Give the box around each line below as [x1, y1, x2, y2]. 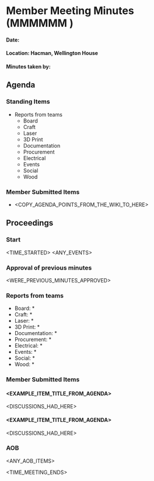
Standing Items [6, 98, 51, 106]
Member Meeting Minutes [6, 4, 134, 18]
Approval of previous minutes [6, 264, 92, 272]
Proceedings [6, 218, 54, 228]
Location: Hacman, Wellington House [6, 50, 98, 57]
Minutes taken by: [6, 63, 51, 70]
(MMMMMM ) [6, 16, 74, 30]
